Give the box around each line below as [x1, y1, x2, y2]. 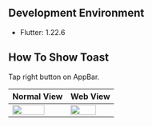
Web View [70, 91, 110, 102]
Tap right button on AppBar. [8, 72, 100, 81]
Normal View [12, 91, 63, 102]
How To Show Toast [8, 51, 110, 65]
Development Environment [8, 6, 145, 20]
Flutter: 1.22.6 [19, 27, 66, 37]
